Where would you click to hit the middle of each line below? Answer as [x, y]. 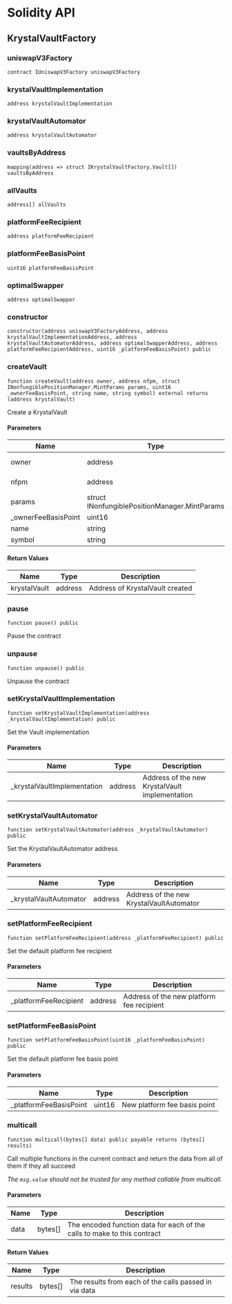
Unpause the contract [38, 681]
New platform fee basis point [168, 1104]
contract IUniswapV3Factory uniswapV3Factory [74, 72]
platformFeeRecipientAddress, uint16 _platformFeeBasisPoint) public [109, 349]
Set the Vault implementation [48, 732]
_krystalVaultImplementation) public [61, 719]
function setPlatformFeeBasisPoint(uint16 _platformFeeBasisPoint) [106, 1040]
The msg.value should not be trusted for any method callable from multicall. [115, 1179]
